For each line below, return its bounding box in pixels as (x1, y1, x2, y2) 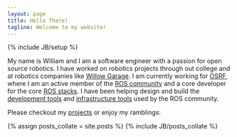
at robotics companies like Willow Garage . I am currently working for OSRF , (7, 72, 228, 80)
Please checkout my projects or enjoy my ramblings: (7, 108, 162, 117)
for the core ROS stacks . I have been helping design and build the (7, 87, 200, 96)
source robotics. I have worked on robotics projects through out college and (7, 65, 231, 73)
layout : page (7, 10, 46, 18)
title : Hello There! (7, 17, 69, 24)
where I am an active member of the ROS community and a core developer (7, 80, 226, 88)
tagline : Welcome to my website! (7, 23, 107, 31)
